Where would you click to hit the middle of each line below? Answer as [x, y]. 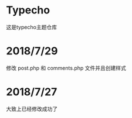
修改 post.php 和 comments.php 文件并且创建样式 [66, 68]
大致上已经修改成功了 [32, 109]
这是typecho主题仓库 [32, 27]
